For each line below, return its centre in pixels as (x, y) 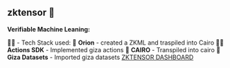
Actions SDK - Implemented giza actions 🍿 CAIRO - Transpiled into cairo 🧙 (114, 49)
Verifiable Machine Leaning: (48, 29)
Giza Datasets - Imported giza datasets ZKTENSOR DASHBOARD (100, 57)
